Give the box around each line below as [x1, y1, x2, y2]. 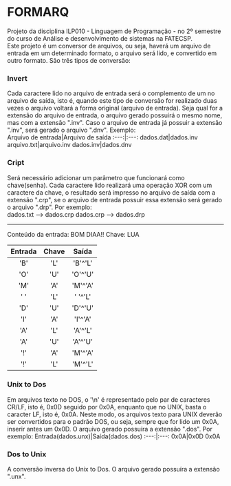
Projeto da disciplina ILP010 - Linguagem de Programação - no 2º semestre [7, 27, 221, 35]
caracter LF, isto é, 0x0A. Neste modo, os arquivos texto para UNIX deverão [7, 410, 223, 418]
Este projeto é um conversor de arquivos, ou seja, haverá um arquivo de [7, 41, 211, 50]
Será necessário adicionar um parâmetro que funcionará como [7, 173, 185, 182]
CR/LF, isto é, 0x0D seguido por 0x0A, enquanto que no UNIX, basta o [7, 402, 207, 411]
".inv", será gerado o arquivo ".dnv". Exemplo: [7, 126, 136, 135]
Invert [7, 73, 27, 83]
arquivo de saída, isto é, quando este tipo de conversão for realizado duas [7, 97, 218, 105]
